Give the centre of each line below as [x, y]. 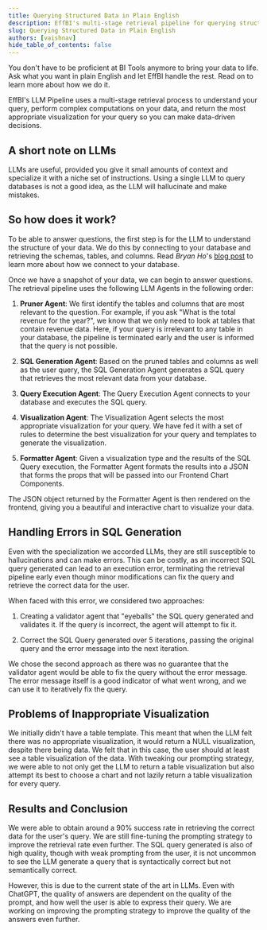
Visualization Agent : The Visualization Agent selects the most [122, 417]
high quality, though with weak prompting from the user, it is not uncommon [132, 853]
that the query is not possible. [68, 346]
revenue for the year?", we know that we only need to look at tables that [137, 320]
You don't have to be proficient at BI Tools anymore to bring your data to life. [133, 68]
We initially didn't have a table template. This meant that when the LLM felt [130, 733]
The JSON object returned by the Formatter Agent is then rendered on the [129, 498]
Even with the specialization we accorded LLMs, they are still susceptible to [132, 551]
